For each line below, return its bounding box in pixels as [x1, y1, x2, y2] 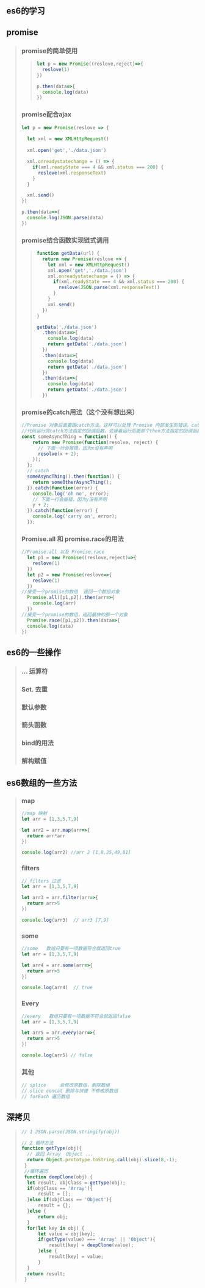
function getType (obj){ [21, 1145, 82, 1151]
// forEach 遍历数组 [21, 1093, 70, 1099]
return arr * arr [27, 832, 66, 839]
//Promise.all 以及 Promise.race [21, 549, 105, 555]
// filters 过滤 [21, 878, 61, 884]
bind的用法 [21, 739, 54, 747]
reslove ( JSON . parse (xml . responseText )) [58, 284, 160, 291]
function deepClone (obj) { [24, 1173, 93, 1180]
